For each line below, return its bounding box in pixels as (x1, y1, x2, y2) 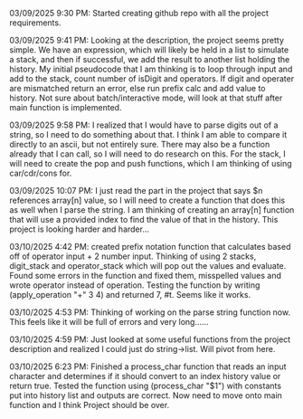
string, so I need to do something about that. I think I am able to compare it (9, 129, 288, 139)
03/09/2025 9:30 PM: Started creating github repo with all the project (9, 8, 270, 18)
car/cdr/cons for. (9, 167, 72, 178)
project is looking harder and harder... (9, 224, 150, 234)
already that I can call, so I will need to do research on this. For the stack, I (9, 148, 287, 159)
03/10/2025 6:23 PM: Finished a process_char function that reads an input (9, 361, 287, 372)
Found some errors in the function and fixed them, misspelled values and (9, 271, 282, 281)
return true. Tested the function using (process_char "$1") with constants (9, 380, 282, 391)
